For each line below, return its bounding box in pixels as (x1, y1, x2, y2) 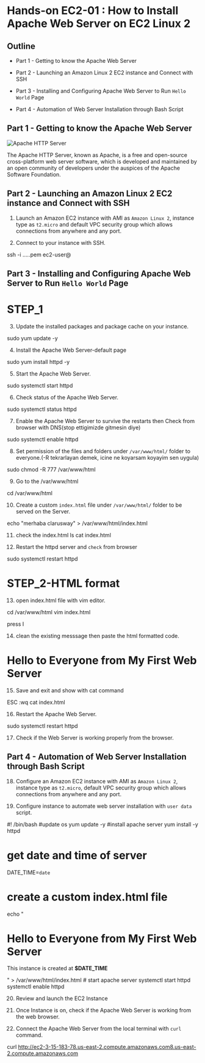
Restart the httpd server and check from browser (15, 543, 138, 550)
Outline (7, 41, 35, 51)
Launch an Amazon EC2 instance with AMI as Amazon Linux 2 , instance (15, 214, 195, 222)
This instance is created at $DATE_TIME (7, 965, 108, 972)
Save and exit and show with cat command (15, 686, 124, 694)
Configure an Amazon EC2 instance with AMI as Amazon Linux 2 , (15, 777, 178, 785)
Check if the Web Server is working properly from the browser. (15, 734, 174, 741)
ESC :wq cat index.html (7, 698, 66, 706)
